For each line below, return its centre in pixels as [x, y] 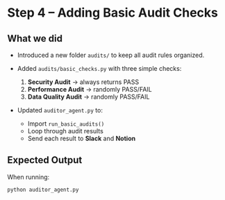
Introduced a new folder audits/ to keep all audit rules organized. [111, 55]
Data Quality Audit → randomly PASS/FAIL [89, 97]
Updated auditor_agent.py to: [60, 110]
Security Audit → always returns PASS [83, 82]
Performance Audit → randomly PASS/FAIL [90, 89]
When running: [28, 177]
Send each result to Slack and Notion [82, 138]
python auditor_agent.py [43, 190]
